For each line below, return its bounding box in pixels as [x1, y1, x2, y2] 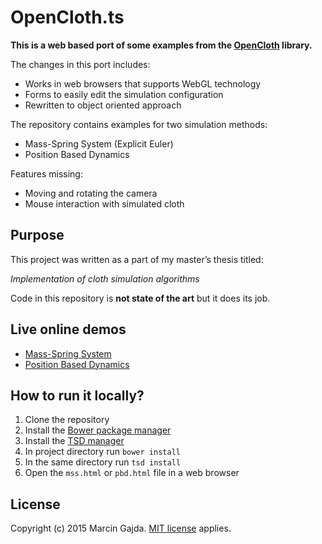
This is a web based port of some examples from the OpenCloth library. [10, 39, 313, 51]
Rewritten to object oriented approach [24, 99, 182, 111]
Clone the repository [24, 414, 110, 426]
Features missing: [10, 167, 83, 180]
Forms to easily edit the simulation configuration [24, 88, 224, 100]
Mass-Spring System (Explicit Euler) [24, 137, 174, 150]
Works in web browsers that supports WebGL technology [24, 77, 262, 90]
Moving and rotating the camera [24, 187, 158, 199]
